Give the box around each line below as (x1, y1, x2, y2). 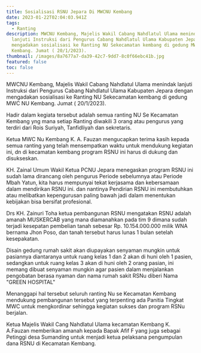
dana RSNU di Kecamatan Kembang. (6, 340, 96, 347)
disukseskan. (6, 155, 39, 162)
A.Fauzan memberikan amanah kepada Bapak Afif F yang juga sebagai (6, 327, 181, 334)
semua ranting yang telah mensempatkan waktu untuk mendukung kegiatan (6, 142, 193, 150)
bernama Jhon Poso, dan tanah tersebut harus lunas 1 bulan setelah (6, 229, 173, 236)
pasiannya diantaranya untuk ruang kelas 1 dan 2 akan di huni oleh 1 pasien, (6, 253, 193, 260)
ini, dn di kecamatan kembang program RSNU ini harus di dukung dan (6, 148, 178, 156)
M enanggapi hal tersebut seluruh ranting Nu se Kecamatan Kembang (6, 290, 176, 297)
